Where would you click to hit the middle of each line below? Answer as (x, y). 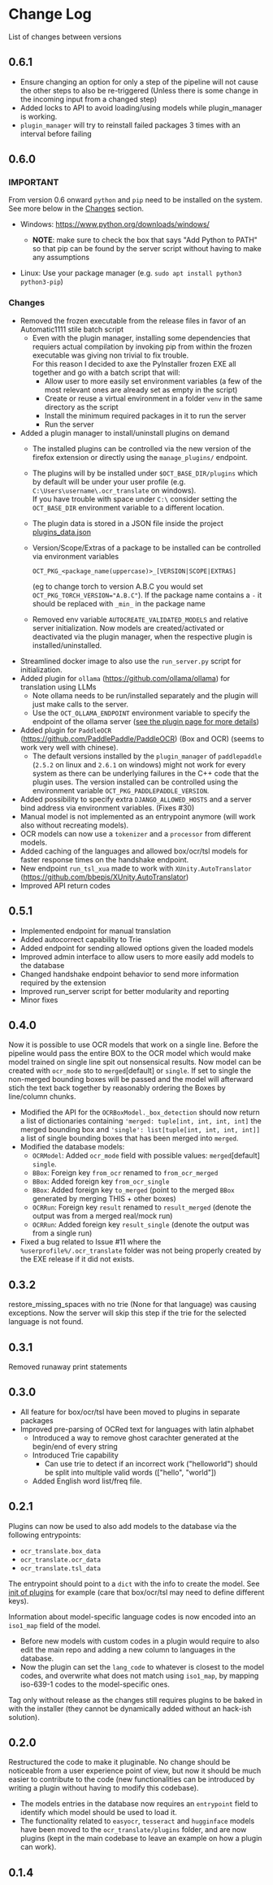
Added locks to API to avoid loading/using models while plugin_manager (141, 107)
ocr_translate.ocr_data (61, 1560)
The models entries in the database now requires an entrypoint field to (139, 1804)
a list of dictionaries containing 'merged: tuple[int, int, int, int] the (141, 1121)
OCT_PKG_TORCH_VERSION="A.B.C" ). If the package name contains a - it (147, 595)
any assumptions (61, 258)
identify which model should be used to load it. (98, 1813)
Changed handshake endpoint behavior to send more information (130, 974)
